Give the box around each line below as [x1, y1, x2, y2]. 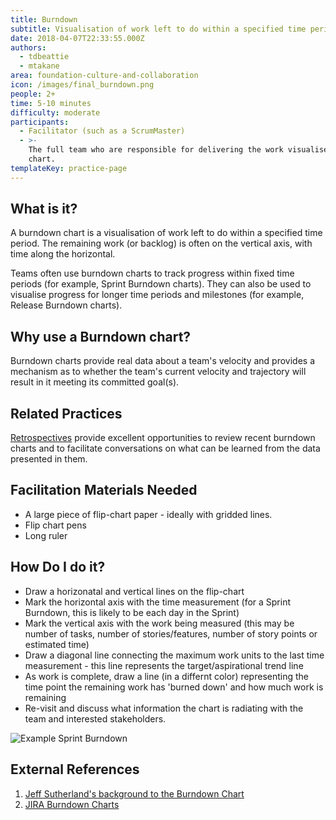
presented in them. [10, 453, 88, 465]
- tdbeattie [19, 52, 70, 62]
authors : [10, 42, 47, 53]
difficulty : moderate [10, 107, 101, 118]
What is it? [10, 201, 78, 218]
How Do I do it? [10, 559, 106, 576]
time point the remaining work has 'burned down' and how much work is [24, 681, 324, 693]
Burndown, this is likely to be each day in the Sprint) [24, 606, 240, 618]
